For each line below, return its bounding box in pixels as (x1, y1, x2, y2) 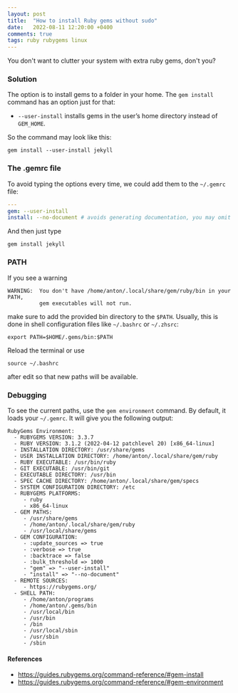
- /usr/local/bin (23, 608, 75, 615)
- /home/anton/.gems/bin (23, 602, 98, 609)
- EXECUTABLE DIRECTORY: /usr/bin (14, 471, 116, 478)
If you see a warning (7, 273, 68, 282)
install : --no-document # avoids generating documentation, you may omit (7, 214, 232, 222)
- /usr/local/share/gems (23, 527, 98, 534)
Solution (7, 74, 38, 84)
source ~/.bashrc (7, 360, 59, 367)
